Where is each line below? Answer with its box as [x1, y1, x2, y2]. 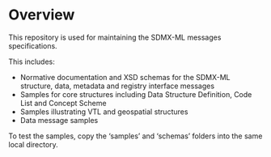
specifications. [8, 40, 58, 50]
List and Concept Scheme [19, 98, 107, 108]
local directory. [8, 139, 58, 149]
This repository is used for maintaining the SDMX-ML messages [8, 32, 222, 42]
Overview [8, 6, 75, 24]
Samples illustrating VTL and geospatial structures [19, 107, 188, 117]
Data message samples [19, 115, 99, 125]
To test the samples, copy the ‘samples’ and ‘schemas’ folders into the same [8, 131, 263, 141]
